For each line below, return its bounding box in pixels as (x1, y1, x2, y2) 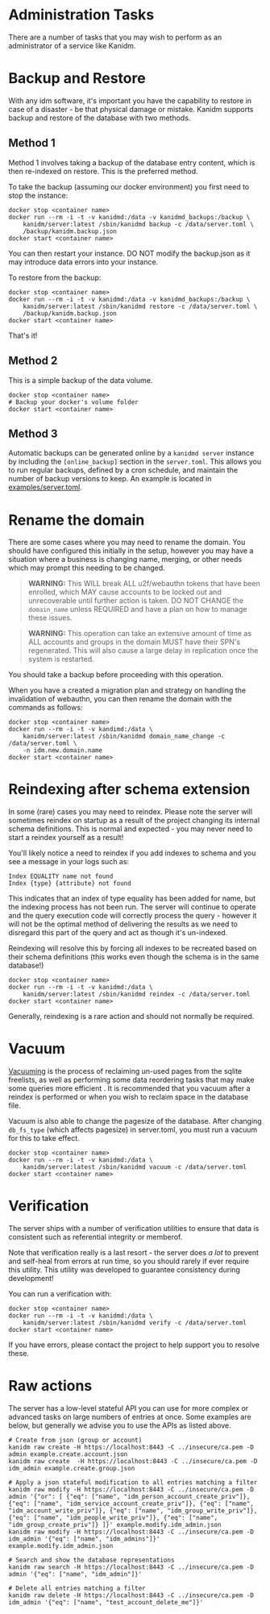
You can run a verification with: (8, 1289, 112, 1299)
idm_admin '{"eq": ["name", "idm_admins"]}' (8, 1535, 160, 1543)
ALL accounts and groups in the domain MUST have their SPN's (27, 637, 241, 647)
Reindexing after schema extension (8, 780, 251, 799)
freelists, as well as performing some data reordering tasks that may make (8, 1075, 255, 1085)
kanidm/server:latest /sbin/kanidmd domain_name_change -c (23, 732, 226, 741)
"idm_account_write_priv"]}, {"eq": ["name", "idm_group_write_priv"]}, (8, 1507, 258, 1515)
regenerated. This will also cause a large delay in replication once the (27, 646, 259, 655)
